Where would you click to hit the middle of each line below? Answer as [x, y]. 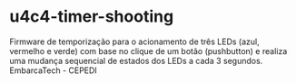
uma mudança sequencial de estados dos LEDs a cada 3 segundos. [136, 60]
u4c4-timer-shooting [92, 17]
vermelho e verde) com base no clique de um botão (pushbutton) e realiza [148, 51]
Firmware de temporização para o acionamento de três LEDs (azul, [135, 41]
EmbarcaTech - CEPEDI [53, 70]
